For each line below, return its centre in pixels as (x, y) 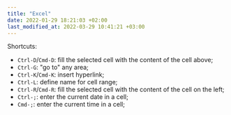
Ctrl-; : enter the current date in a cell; (73, 97)
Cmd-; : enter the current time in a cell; (71, 105)
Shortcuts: (22, 47)
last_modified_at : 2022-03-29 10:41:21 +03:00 (76, 26)
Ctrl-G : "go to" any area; (53, 68)
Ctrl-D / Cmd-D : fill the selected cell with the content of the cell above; (115, 60)
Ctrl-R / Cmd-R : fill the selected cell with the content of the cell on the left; (121, 90)
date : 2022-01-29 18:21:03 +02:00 (58, 20)
